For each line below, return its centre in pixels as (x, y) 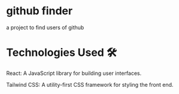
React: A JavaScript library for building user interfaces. (74, 73)
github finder (40, 11)
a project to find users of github (45, 27)
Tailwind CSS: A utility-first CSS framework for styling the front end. (90, 84)
